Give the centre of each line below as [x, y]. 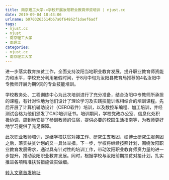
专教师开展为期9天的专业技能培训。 [42, 84]
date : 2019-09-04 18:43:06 [33, 15]
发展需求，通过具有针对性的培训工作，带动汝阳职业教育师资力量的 [87, 149]
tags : [11, 24]
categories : [18, 47]
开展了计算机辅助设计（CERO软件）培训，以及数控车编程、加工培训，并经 [86, 107]
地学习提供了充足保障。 [29, 126]
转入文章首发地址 [23, 173]
